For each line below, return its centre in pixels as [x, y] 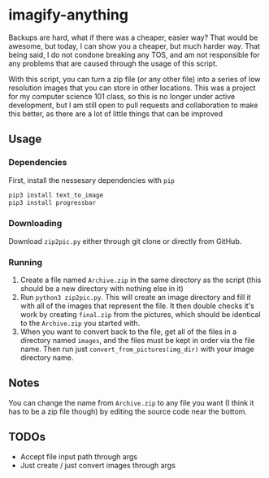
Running [26, 262]
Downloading [35, 224]
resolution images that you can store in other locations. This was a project [132, 88]
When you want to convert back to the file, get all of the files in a [128, 332]
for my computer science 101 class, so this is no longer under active [122, 96]
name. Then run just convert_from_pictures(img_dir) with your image [137, 349]
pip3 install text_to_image [56, 195]
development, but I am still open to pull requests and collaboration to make [133, 105]
